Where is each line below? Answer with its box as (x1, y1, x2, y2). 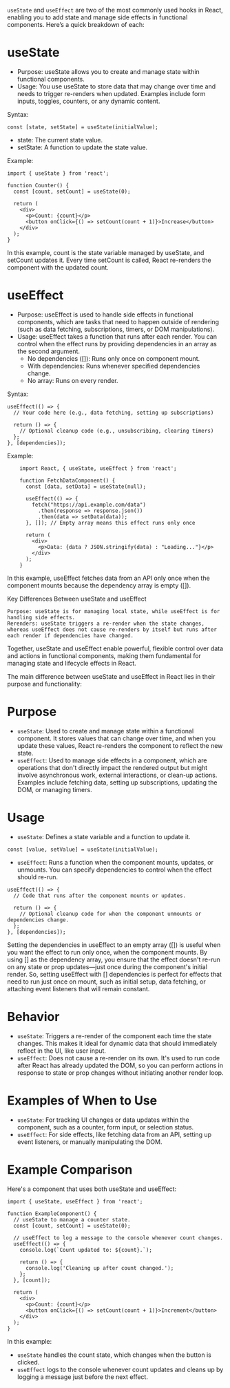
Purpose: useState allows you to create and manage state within (17, 67, 200, 75)
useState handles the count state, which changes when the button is (17, 1351, 211, 1359)
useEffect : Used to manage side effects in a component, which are (17, 756, 208, 765)
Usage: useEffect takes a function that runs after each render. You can (17, 332, 217, 341)
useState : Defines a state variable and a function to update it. (17, 832, 191, 841)
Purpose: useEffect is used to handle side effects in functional (17, 310, 194, 319)
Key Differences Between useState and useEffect (7, 594, 147, 603)
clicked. (17, 1358, 40, 1366)
